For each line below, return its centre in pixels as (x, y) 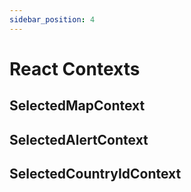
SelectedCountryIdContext (95, 173)
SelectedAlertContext (79, 139)
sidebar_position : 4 (52, 19)
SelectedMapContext (77, 106)
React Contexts (75, 68)
